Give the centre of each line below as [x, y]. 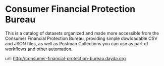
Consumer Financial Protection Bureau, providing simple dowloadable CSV [81, 38]
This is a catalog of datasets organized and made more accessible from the [82, 33]
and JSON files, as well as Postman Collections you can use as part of [77, 43]
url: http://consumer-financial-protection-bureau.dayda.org [66, 58]
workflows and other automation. [39, 49]
